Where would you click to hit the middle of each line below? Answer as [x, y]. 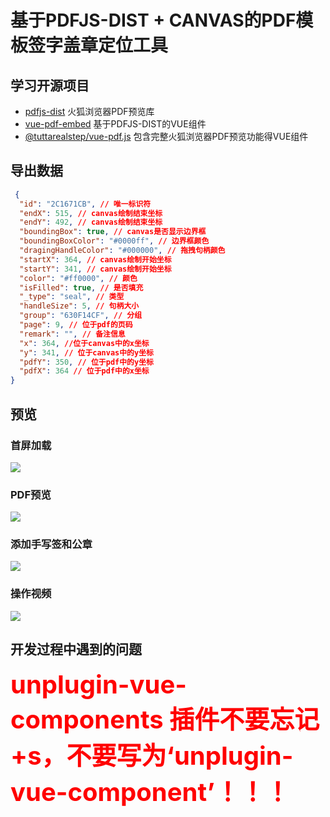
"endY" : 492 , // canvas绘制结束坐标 [91, 222]
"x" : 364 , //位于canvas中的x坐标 [84, 343]
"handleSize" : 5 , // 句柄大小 [79, 306]
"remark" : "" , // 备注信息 [72, 334]
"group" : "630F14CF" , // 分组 [81, 316]
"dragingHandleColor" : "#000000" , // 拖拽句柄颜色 [122, 251]
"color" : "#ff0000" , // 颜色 [78, 278]
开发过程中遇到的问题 [76, 649]
